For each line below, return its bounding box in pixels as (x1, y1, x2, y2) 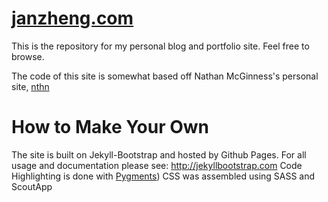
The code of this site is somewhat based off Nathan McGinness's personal (11, 70, 319, 82)
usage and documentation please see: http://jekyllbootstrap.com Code (11, 159, 303, 171)
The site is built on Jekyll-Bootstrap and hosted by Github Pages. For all (11, 148, 307, 161)
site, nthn (11, 80, 50, 92)
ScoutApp (11, 180, 53, 192)
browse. (11, 50, 45, 62)
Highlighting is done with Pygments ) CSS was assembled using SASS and (11, 170, 316, 182)
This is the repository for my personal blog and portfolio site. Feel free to (11, 40, 310, 52)
